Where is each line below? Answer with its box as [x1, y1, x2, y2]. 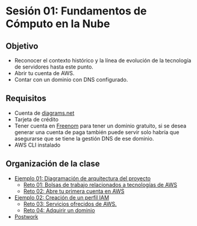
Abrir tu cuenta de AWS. [14, 70, 75, 76]
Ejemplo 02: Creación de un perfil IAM [14, 194, 110, 201]
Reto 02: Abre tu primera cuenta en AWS [23, 188, 125, 195]
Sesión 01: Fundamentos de [5, 4, 147, 18]
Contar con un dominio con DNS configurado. [14, 76, 128, 83]
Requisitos [5, 93, 46, 103]
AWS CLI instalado [14, 141, 61, 148]
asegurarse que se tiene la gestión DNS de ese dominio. [14, 135, 154, 142]
